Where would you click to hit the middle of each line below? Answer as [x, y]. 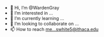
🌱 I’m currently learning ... [37, 18]
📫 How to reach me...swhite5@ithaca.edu [54, 29]
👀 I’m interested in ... [31, 13]
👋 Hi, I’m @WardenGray [34, 8]
